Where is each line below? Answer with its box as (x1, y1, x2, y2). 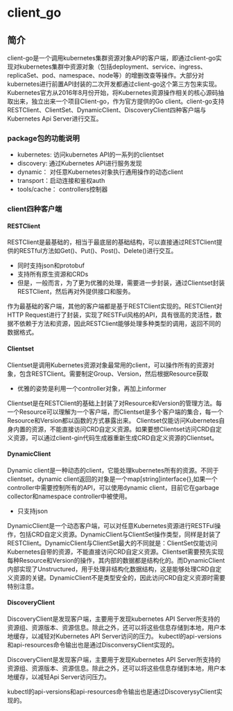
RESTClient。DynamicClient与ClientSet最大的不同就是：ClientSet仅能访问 (7, 538, 218, 547)
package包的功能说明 (7, 133, 80, 143)
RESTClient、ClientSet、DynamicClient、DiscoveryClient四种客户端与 (7, 106, 207, 114)
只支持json (17, 507, 49, 515)
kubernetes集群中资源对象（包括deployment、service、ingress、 (19, 62, 207, 71)
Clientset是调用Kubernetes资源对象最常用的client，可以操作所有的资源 (7, 360, 209, 369)
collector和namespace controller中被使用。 (7, 492, 131, 500)
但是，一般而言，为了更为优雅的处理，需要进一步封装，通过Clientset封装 (17, 279, 225, 287)
